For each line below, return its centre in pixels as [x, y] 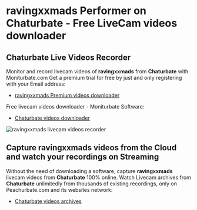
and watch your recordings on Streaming [83, 157]
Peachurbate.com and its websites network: [59, 189]
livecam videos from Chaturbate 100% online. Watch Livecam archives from [98, 177]
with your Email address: [36, 84]
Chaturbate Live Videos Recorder [69, 57]
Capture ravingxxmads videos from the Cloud [91, 148]
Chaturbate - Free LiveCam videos [92, 23]
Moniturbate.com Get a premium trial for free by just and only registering [94, 78]
